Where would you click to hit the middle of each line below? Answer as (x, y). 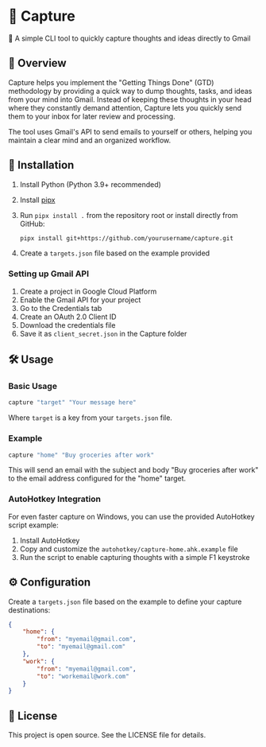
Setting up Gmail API (49, 274)
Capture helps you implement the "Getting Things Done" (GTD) (111, 82)
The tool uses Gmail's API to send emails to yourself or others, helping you (130, 131)
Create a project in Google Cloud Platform (88, 291)
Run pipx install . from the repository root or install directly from (129, 215)
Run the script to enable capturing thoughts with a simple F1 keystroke (135, 557)
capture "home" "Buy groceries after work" (81, 455)
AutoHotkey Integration (55, 499)
